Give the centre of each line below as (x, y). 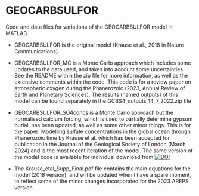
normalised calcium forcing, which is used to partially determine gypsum (103, 119)
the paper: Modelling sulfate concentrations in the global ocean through (102, 131)
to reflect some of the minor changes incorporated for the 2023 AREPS (101, 181)
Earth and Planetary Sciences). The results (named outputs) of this (96, 94)
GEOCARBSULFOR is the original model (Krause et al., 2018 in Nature (99, 45)
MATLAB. (17, 33)
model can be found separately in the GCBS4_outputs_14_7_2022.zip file (102, 101)
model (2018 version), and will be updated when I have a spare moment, (103, 174)
